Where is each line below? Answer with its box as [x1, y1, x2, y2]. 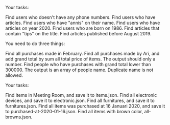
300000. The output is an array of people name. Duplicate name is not [5, 67, 154, 73]
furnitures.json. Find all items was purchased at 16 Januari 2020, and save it [5, 103, 165, 109]
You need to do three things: [5, 40, 65, 47]
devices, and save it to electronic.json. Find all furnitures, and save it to [5, 97, 155, 103]
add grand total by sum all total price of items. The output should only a [5, 56, 156, 62]
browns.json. [5, 114, 33, 120]
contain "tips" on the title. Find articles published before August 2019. [5, 31, 152, 36]
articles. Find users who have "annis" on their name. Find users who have [5, 20, 160, 26]
